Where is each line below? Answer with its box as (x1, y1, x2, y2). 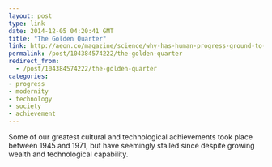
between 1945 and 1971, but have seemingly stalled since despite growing (8, 141, 255, 150)
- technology (8, 95, 53, 103)
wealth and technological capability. (8, 149, 129, 159)
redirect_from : (8, 58, 60, 66)
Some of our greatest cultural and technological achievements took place (8, 132, 253, 142)
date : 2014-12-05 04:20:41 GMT (8, 27, 114, 35)
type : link (8, 19, 45, 28)
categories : (8, 72, 49, 80)
